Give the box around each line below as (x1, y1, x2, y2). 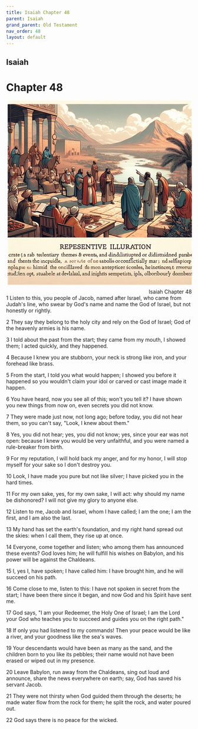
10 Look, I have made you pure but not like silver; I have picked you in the (6, 473, 184, 480)
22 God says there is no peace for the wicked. (6, 717, 118, 724)
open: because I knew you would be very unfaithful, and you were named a (6, 437, 189, 444)
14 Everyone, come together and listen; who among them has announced (6, 544, 184, 551)
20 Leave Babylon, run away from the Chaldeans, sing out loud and (6, 669, 170, 676)
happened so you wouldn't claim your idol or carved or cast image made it (6, 378, 187, 385)
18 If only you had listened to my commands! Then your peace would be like (6, 627, 191, 634)
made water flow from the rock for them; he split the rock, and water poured (6, 699, 192, 706)
